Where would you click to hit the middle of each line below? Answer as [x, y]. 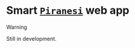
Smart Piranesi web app [68, 10]
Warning [17, 27]
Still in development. [32, 38]
